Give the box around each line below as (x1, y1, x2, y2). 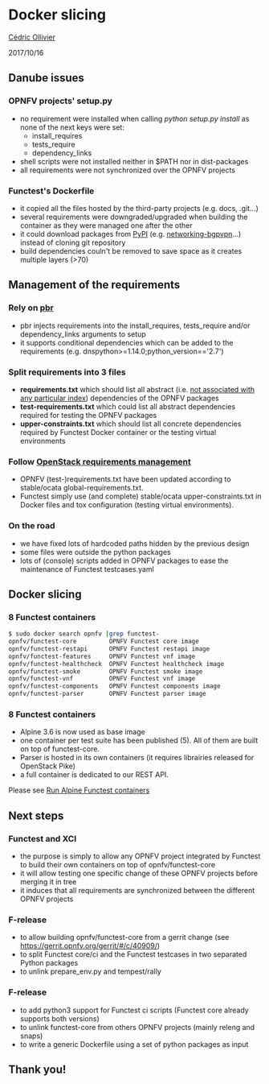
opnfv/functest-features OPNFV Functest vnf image (8, 652, 196, 660)
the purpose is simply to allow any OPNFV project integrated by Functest (19, 851, 261, 861)
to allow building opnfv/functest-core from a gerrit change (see (19, 933, 230, 942)
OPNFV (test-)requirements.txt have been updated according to (19, 474, 231, 484)
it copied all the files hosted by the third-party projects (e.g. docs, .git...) (19, 203, 259, 213)
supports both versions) (19, 1013, 100, 1024)
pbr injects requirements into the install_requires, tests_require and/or (19, 321, 251, 330)
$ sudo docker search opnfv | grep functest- (8, 630, 160, 638)
